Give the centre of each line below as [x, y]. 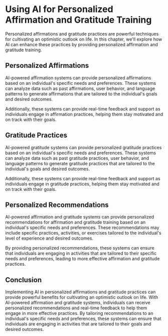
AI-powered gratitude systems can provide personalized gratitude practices [83, 147]
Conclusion [24, 280]
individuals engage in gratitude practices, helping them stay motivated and [82, 184]
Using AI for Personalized [59, 9]
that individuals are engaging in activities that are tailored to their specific [81, 253]
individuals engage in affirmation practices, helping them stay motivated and [84, 114]
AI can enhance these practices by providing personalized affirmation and [81, 44]
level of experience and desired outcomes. [49, 238]
